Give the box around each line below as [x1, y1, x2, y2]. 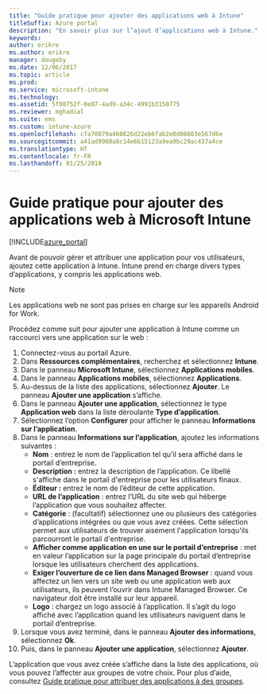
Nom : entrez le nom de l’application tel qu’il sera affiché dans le [32, 450, 243, 459]
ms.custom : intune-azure [9, 123, 91, 131]
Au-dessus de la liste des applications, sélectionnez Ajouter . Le [20, 382, 230, 392]
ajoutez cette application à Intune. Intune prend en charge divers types [9, 261, 241, 271]
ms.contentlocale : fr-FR [9, 152, 91, 160]
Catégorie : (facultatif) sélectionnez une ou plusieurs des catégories [32, 509, 257, 518]
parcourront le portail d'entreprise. [32, 534, 146, 544]
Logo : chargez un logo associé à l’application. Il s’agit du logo [32, 602, 237, 611]
